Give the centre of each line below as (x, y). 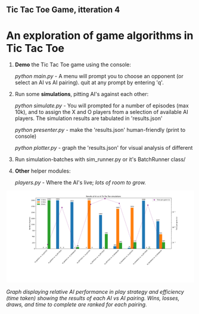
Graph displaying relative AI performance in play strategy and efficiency (95, 291)
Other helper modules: (43, 171)
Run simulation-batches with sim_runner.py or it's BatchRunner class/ (100, 159)
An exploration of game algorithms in (100, 36)
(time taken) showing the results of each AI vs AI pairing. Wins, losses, (93, 298)
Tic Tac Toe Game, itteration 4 (63, 10)
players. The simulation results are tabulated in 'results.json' (88, 118)
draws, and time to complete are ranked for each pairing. (77, 304)
